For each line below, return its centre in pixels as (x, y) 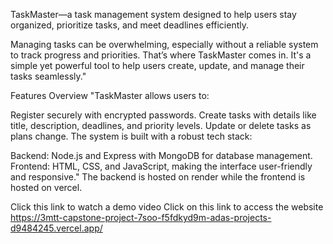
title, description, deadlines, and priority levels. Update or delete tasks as (161, 125)
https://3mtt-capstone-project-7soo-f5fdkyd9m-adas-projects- (141, 217)
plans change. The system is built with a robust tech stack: (131, 136)
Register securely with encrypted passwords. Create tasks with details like (163, 115)
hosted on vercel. (46, 187)
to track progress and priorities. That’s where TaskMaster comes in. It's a (161, 55)
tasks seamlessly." (48, 76)
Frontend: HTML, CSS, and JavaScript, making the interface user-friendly (161, 166)
